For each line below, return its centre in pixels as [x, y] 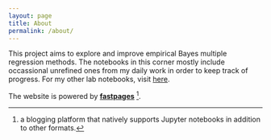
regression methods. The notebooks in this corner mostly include [117, 62]
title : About [30, 23]
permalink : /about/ [41, 31]
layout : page [30, 16]
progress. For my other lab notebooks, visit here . [90, 79]
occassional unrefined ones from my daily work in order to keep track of [128, 71]
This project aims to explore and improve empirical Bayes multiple [118, 54]
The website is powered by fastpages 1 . [75, 96]
